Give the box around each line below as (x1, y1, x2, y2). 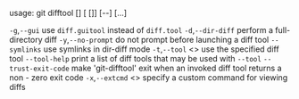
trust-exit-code (9, 64, 70, 73)
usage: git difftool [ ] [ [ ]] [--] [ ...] (9, 8, 128, 18)
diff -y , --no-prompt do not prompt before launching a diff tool (44, 35, 270, 45)
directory (9, 35, 43, 45)
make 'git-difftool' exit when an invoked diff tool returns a (71, 62, 283, 73)
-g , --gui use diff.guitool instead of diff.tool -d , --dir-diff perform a (9, 25, 274, 35)
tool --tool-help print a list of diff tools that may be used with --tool (9, 54, 262, 63)
